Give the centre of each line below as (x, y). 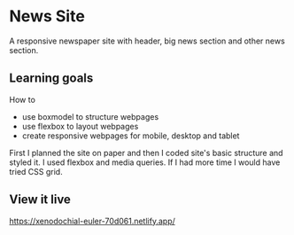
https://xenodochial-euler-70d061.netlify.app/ (92, 221)
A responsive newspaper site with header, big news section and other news (147, 41)
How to (22, 99)
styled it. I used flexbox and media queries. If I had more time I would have (145, 162)
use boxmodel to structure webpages (90, 116)
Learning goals (51, 78)
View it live (40, 200)
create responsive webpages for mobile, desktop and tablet (131, 136)
